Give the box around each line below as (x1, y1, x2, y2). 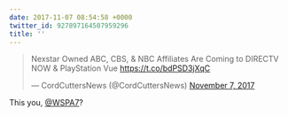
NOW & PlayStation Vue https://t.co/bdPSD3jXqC (30, 63, 211, 73)
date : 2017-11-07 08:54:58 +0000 (9, 12, 133, 22)
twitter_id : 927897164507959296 (9, 21, 128, 30)
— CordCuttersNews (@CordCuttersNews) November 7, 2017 (30, 81, 255, 91)
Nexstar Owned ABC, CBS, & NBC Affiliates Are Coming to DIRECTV (30, 54, 279, 65)
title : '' (9, 29, 46, 38)
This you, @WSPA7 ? (9, 97, 84, 108)
